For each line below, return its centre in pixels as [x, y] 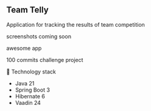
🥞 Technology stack [31, 72]
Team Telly [27, 10]
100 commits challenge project [45, 59]
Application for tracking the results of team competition [75, 24]
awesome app [24, 48]
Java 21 [25, 83]
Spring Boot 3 [33, 90]
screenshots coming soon [39, 36]
